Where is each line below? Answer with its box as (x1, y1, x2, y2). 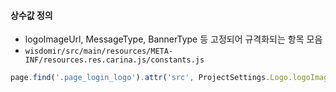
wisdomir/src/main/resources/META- (24, 46, 174, 57)
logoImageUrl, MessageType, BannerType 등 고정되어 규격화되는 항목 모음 (24, 33, 323, 45)
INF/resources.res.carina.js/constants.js (24, 55, 205, 65)
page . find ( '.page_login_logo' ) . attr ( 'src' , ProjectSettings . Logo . (10, 73, 293, 83)
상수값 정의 (10, 9, 53, 21)
